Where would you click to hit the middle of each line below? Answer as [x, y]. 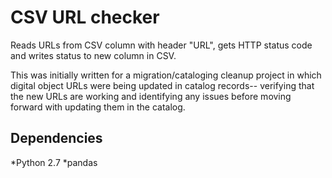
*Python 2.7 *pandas [54, 162]
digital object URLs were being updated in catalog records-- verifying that [162, 85]
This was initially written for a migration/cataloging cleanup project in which [166, 75]
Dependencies [56, 138]
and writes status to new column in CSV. [93, 55]
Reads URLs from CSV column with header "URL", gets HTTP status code [161, 45]
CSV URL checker [85, 17]
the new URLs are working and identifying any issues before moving [151, 96]
